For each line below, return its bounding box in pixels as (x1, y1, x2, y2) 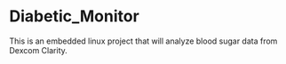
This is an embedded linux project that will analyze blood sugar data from (9, 36, 278, 46)
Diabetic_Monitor (9, 6, 139, 27)
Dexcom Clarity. (9, 44, 68, 55)
